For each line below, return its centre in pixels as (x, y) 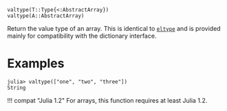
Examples (36, 63)
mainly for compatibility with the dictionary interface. (82, 36)
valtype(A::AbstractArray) (46, 16)
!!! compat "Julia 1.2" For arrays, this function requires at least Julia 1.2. (107, 100)
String (17, 88)
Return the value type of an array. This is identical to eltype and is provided (114, 28)
